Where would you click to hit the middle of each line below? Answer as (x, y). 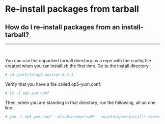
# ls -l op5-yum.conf (27, 93)
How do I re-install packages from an (63, 27)
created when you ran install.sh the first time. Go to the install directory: (78, 66)
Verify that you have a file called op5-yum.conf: (53, 84)
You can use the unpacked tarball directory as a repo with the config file (78, 61)
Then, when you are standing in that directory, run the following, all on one (80, 102)
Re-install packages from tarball (72, 9)
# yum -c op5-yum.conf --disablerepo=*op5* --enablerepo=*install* (76, 117)
